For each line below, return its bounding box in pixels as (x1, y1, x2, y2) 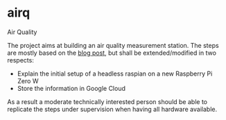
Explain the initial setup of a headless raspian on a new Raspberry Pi (17, 69, 213, 78)
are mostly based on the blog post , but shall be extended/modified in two (7, 49, 217, 57)
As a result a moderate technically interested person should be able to (7, 97, 208, 105)
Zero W (17, 76, 39, 85)
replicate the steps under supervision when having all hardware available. (7, 105, 217, 113)
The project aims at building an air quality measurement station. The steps (7, 41, 220, 49)
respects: (7, 55, 35, 64)
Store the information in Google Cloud (17, 84, 126, 92)
